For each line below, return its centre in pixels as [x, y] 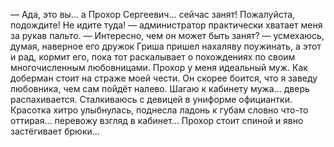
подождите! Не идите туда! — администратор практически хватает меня [166, 25]
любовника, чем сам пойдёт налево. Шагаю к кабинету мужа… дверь [160, 88]
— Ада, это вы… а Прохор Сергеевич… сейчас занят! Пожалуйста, [153, 14]
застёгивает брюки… [55, 131]
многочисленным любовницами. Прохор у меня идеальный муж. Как [159, 67]
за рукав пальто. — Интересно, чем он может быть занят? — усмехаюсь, [167, 35]
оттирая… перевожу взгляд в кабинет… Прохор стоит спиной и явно [157, 120]
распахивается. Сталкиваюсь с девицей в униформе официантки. [151, 99]
